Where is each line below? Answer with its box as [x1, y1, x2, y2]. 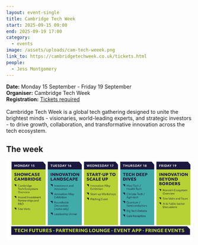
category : [6, 34, 31, 41]
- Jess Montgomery [11, 66, 58, 72]
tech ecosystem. [6, 127, 47, 134]
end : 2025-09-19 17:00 [6, 28, 62, 34]
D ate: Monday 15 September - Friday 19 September [6, 83, 132, 90]
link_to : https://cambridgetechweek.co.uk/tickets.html [6, 53, 147, 59]
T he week [6, 144, 43, 154]
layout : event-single [6, 9, 60, 15]
